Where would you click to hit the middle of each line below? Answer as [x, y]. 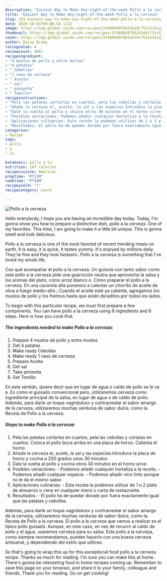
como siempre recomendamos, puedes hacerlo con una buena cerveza [78, 537]
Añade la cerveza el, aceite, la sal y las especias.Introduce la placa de [84, 453]
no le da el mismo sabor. [38, 479]
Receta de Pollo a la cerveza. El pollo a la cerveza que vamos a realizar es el [83, 521]
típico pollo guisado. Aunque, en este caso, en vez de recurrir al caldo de [80, 526]
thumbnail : [16, 33]
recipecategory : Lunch [29, 190]
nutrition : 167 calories [31, 167]
